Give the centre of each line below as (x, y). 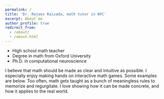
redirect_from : (21, 28)
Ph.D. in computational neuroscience (49, 61)
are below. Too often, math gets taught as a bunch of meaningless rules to (80, 80)
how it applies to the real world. (37, 91)
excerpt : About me (24, 19)
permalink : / (18, 10)
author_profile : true (27, 23)
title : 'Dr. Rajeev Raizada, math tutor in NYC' (56, 14)
